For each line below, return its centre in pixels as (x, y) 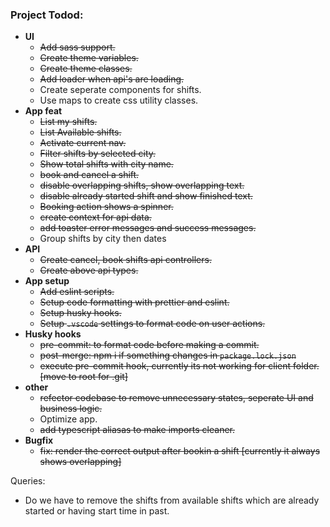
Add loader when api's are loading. (112, 79)
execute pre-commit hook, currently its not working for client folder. (179, 366)
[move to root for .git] (83, 377)
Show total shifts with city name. (106, 164)
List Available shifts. (80, 132)
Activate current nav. (83, 143)
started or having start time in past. (97, 511)
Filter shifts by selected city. (98, 154)
